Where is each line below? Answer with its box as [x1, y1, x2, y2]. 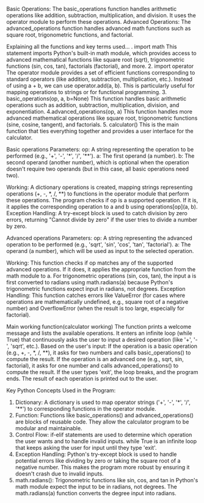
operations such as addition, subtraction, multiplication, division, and [6, 101, 180, 109]
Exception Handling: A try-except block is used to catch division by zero [6, 210, 188, 216]
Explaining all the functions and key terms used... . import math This [6, 43, 177, 50]
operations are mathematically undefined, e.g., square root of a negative [6, 298, 189, 305]
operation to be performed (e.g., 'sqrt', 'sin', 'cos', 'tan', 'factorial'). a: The [6, 241, 191, 248]
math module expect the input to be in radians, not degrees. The [15, 483, 177, 490]
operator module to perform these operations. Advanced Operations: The [6, 18, 191, 25]
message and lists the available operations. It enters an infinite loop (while [6, 329, 192, 337]
